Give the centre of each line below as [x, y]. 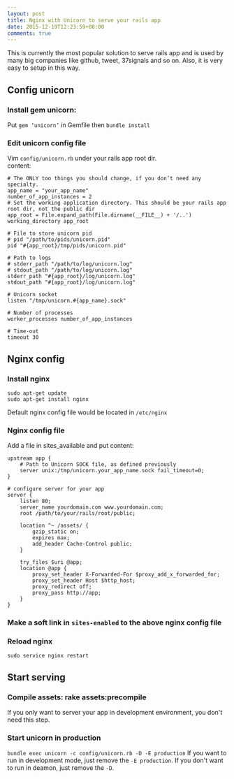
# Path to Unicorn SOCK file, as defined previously [98, 465]
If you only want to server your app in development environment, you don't [115, 713]
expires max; [51, 538]
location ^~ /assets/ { [54, 526]
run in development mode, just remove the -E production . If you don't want [115, 760]
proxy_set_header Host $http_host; [84, 581]
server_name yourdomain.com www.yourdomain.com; [92, 507]
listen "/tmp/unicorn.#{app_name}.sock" [67, 301]
